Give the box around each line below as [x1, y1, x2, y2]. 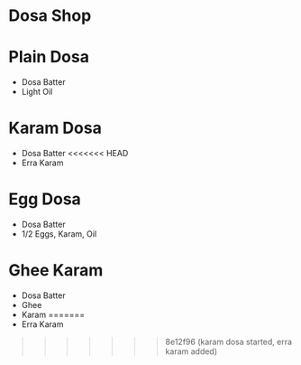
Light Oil [21, 87, 53, 98]
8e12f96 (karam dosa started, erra [165, 336, 293, 347]
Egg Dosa [8, 189, 82, 210]
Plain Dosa [8, 47, 89, 68]
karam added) [165, 345, 218, 357]
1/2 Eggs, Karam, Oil [21, 229, 97, 239]
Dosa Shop [8, 5, 92, 26]
